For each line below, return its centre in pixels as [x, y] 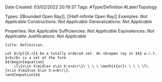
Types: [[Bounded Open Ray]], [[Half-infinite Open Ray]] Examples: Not [76, 16]
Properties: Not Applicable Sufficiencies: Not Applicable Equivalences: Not [80, 31]
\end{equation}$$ [23, 75]
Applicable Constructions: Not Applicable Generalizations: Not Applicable [79, 22]
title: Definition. [25, 45]
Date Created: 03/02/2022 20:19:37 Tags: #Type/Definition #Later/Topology [81, 7]
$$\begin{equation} [25, 62]
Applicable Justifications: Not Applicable [46, 36]
